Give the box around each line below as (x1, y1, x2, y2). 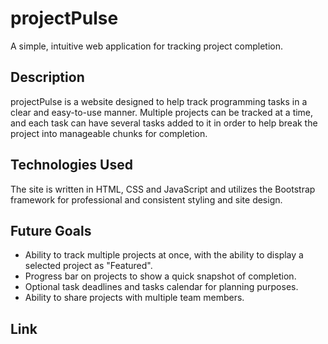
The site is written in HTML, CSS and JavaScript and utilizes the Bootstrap (10, 183, 316, 195)
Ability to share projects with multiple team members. (24, 292, 245, 304)
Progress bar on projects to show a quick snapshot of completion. (24, 270, 297, 282)
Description (10, 69, 85, 86)
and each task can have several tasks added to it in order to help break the (10, 117, 318, 129)
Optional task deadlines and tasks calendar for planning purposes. (24, 281, 299, 293)
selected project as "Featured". (24, 260, 153, 272)
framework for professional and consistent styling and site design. (10, 193, 283, 206)
